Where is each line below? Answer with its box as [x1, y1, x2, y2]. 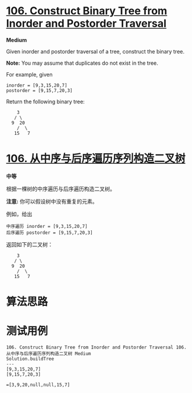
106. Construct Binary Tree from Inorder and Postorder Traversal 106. [6, 344, 187, 350]
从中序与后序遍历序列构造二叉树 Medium [6, 351, 91, 357]
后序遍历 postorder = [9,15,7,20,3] [6, 230, 93, 236]
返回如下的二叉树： [6, 240, 53, 248]
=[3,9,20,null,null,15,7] [6, 382, 70, 388]
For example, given [6, 71, 53, 78]
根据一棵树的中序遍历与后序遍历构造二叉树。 [6, 185, 116, 192]
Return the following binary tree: [6, 98, 85, 105]
